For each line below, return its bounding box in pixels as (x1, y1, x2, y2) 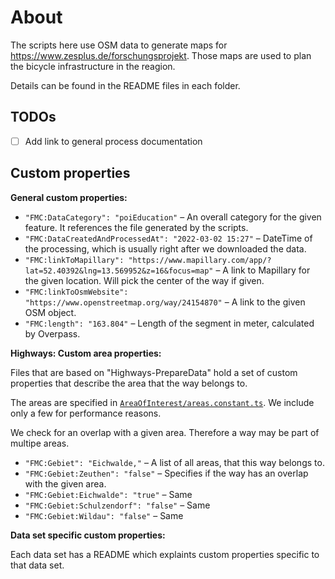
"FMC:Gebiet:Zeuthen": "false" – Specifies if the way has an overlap (24, 467, 309, 479)
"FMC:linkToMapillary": (24, 255, 125, 265)
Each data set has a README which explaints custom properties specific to (10, 548, 320, 560)
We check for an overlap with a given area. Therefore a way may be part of (10, 426, 320, 438)
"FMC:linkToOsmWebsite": (24, 287, 129, 297)
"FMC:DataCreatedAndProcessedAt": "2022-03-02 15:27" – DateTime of (24, 232, 313, 244)
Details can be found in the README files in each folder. (10, 79, 241, 91)
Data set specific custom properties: (10, 529, 166, 541)
